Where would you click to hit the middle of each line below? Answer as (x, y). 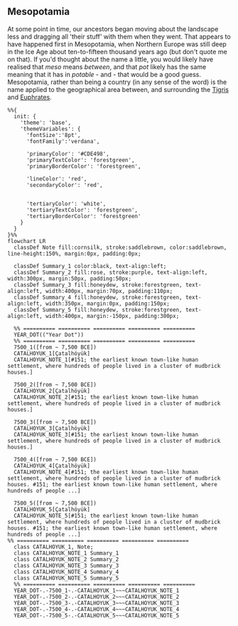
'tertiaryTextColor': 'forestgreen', (82, 210)
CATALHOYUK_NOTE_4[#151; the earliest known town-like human (106, 472)
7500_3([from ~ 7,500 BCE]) (55, 422)
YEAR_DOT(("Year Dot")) (49, 334)
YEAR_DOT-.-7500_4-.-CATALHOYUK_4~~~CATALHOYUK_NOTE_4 (97, 609)
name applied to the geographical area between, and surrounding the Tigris (118, 89)
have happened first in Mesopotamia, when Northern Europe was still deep (117, 44)
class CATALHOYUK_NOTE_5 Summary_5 (66, 578)
